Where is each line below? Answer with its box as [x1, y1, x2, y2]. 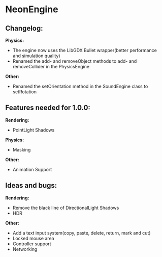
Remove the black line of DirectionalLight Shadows [12, 204, 119, 211]
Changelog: [5, 24, 43, 33]
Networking [12, 246, 38, 252]
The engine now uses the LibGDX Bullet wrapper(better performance [12, 47, 157, 53]
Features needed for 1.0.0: [5, 104, 90, 112]
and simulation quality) [12, 53, 60, 59]
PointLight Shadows [12, 126, 55, 133]
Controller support [12, 241, 52, 247]
